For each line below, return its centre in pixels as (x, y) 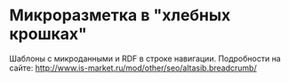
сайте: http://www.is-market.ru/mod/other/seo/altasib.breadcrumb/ (133, 68)
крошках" (48, 34)
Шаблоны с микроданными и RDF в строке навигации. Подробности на (145, 58)
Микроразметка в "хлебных (120, 15)
